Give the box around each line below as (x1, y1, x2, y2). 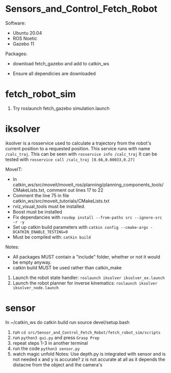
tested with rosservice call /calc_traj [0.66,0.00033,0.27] (5, 156, 135, 162)
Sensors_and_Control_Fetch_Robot (5, 3, 158, 15)
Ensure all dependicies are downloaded (12, 70, 96, 77)
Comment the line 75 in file (12, 192, 69, 198)
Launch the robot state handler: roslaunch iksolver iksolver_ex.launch (12, 274, 165, 281)
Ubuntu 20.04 (12, 30, 42, 36)
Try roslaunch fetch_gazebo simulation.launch (12, 105, 110, 111)
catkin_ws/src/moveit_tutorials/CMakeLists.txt (12, 198, 110, 204)
